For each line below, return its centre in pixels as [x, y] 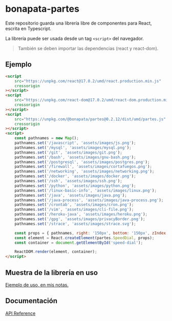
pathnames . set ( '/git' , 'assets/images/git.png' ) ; [69, 152]
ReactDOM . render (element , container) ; [56, 252]
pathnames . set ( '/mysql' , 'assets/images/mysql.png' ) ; [73, 147]
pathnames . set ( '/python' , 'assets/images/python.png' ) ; [76, 186]
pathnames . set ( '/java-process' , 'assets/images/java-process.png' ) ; [89, 200]
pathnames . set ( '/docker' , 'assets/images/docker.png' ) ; [76, 176]
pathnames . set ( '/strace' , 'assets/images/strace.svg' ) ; [76, 224]
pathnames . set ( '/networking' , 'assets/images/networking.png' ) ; [84, 172]
